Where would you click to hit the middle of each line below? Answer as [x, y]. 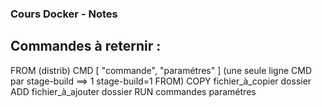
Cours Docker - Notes [64, 14]
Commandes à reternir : [86, 46]
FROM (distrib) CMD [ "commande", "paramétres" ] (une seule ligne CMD [161, 70]
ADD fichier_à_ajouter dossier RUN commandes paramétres [133, 91]
